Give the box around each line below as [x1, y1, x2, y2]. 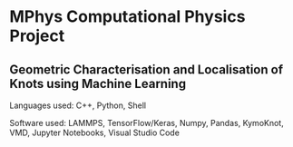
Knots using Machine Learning [9, 75, 187, 92]
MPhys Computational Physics [9, 6, 246, 27]
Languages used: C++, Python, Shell [9, 100, 147, 111]
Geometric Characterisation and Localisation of [9, 62, 284, 77]
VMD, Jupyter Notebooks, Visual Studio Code [9, 127, 180, 138]
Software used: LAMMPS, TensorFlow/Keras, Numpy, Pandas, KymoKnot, [9, 118, 284, 128]
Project [9, 25, 65, 46]
